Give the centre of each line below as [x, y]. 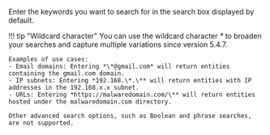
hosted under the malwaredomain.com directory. [90, 102]
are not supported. [41, 123]
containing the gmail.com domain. [67, 74]
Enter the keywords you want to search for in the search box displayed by [131, 12]
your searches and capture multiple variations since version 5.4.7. [118, 44]
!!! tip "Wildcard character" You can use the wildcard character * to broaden [135, 36]
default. [21, 20]
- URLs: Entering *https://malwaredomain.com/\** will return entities [132, 95]
